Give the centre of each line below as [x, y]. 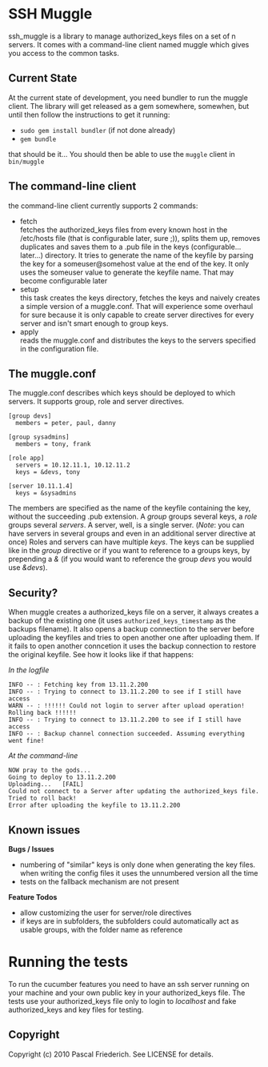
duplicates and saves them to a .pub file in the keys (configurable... [130, 247]
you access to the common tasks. [64, 53]
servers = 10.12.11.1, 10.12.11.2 [73, 465]
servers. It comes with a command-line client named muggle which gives [129, 44]
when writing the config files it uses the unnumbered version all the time [139, 873]
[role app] [26, 458]
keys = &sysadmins [46, 493]
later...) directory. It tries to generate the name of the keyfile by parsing [136, 255]
